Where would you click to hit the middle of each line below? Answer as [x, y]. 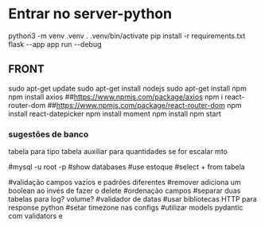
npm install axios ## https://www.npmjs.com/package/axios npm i [116, 97]
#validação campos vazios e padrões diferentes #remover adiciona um [125, 183]
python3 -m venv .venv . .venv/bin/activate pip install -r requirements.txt [127, 36]
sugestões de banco [49, 134]
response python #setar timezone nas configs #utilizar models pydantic [126, 208]
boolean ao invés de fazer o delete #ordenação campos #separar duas [125, 190]
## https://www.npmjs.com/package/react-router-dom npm [144, 105]
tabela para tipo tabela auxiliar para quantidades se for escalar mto [118, 152]
